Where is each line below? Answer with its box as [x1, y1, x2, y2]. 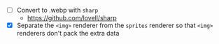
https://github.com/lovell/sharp [27, 14, 117, 22]
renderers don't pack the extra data [16, 29, 120, 38]
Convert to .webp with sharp [16, 6, 99, 14]
